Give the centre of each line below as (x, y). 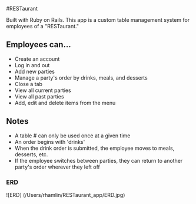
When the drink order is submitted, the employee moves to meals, (94, 148)
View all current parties (43, 90)
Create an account (37, 59)
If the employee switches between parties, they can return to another (99, 160)
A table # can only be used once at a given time (72, 136)
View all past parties (39, 96)
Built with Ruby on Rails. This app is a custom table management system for (98, 20)
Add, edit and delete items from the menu (65, 103)
